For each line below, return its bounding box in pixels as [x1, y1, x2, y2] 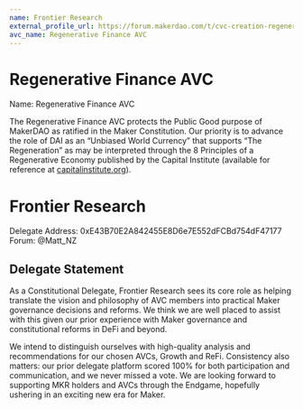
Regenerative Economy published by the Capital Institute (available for [9, 154, 271, 165]
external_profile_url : [9, 22, 95, 31]
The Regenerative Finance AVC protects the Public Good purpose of [9, 116, 263, 127]
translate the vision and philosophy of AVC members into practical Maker [9, 295, 281, 306]
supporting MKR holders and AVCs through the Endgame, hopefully [9, 380, 260, 391]
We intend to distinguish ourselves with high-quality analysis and [9, 341, 251, 352]
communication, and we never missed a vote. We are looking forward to [9, 370, 277, 381]
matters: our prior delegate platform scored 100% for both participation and [9, 360, 290, 371]
